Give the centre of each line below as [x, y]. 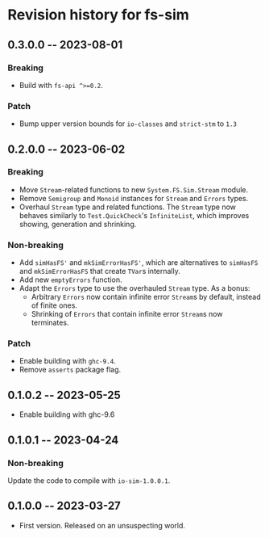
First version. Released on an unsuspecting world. [102, 525]
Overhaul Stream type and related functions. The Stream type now [128, 207]
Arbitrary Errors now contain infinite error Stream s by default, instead [146, 297]
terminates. [50, 323]
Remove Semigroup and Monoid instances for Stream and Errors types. [134, 198]
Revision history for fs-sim [99, 15]
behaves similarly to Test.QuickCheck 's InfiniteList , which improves [134, 215]
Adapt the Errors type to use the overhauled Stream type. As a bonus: [134, 288]
